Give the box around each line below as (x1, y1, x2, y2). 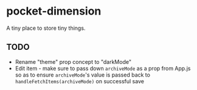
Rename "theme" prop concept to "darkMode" (15, 58, 132, 65)
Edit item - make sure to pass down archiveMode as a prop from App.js (15, 64, 191, 72)
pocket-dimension (6, 4, 102, 18)
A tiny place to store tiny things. (6, 24, 86, 32)
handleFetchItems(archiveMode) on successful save (15, 77, 145, 85)
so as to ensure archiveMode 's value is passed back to (15, 71, 151, 78)
